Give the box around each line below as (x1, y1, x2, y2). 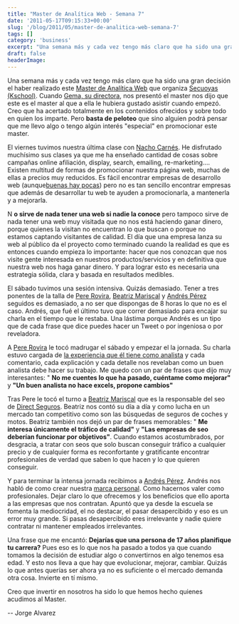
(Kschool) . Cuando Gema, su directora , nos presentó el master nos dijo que (7, 91, 229, 100)
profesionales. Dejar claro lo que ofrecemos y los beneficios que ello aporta (7, 492, 230, 500)
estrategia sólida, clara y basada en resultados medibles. (7, 270, 174, 278)
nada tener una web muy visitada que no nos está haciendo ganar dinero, (7, 217, 223, 226)
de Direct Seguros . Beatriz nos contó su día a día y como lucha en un (7, 402, 210, 411)
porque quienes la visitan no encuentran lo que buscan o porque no (7, 225, 206, 233)
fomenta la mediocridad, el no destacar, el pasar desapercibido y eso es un (7, 507, 228, 515)
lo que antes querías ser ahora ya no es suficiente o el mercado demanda (7, 566, 223, 574)
